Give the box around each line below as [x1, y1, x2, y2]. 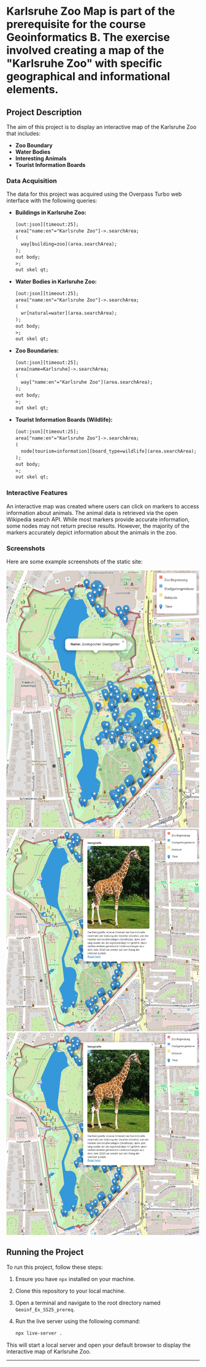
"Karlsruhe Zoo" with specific [6, 56, 162, 71]
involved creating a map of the [6, 44, 164, 58]
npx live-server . [15, 1330, 63, 1336]
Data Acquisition [6, 176, 57, 185]
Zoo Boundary [15, 142, 53, 149]
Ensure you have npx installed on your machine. [15, 1275, 135, 1282]
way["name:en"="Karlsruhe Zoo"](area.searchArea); [21, 379, 153, 385]
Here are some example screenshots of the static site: [6, 557, 143, 565]
